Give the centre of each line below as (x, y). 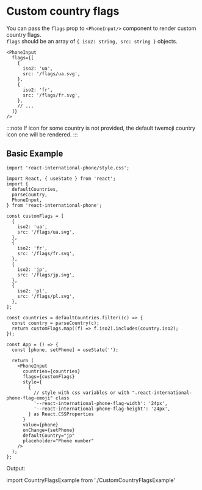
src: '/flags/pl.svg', (46, 296)
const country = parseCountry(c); (56, 323)
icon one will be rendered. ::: (42, 134)
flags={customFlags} (49, 377)
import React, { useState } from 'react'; (61, 179)
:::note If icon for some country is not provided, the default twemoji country (101, 128)
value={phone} (41, 425)
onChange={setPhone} (49, 430)
